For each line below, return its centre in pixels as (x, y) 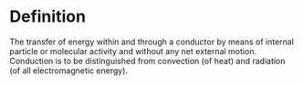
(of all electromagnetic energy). (69, 71)
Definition (48, 17)
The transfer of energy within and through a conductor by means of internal (152, 42)
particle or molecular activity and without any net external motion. (133, 51)
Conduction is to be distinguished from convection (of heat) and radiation (147, 61)
